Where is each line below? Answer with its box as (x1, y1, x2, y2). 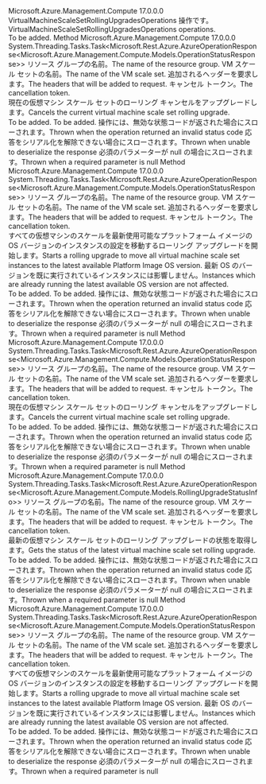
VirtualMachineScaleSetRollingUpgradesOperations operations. (8, 25, 216, 33)
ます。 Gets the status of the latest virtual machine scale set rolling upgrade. (8, 545, 256, 554)
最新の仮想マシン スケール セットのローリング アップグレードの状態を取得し (8, 535, 258, 545)
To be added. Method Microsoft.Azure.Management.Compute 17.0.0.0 (8, 33, 236, 42)
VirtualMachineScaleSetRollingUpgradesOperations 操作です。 (8, 16, 213, 25)
